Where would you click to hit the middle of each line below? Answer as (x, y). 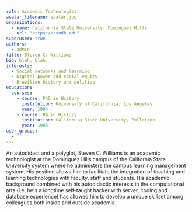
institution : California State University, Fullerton (88, 120)
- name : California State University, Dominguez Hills (79, 28)
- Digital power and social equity (55, 77)
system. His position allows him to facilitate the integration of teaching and (95, 171)
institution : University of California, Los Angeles (87, 104)
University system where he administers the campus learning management (96, 165)
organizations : (25, 22)
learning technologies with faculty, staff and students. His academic (88, 178)
